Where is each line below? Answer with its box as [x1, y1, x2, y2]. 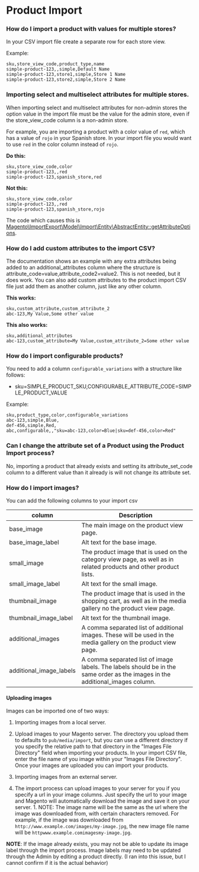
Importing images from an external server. [14, 774, 118, 781]
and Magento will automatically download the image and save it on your [14, 797, 190, 804]
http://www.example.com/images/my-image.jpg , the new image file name [14, 823, 190, 830]
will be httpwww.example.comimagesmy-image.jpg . [14, 829, 132, 836]
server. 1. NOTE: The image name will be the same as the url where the [14, 804, 188, 811]
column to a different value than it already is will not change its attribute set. [6, 469, 191, 476]
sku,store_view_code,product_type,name [6, 61, 105, 67]
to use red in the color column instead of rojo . [6, 141, 118, 148]
